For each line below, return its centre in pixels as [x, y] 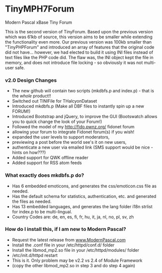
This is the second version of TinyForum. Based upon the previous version [79, 31]
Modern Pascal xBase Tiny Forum [39, 22]
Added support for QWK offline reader [50, 158]
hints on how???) [29, 152]
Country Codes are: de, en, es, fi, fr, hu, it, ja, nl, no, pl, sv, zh [73, 217]
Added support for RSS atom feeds [47, 163]
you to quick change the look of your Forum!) [57, 121]
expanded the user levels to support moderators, [61, 137]
